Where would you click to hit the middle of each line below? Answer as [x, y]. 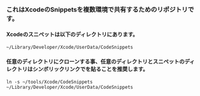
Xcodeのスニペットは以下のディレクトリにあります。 [72, 34]
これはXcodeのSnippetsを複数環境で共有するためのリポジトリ [97, 9]
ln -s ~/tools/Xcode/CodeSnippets [50, 82]
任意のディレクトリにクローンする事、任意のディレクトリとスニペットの [95, 61]
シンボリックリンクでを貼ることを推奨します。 [90, 69]
